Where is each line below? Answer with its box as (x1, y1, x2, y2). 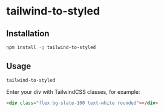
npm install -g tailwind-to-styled (6, 44, 96, 50)
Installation (6, 28, 50, 39)
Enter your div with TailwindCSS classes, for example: (6, 88, 140, 95)
